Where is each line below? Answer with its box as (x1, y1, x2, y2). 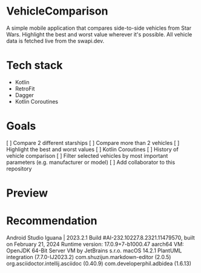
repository (6, 165, 32, 172)
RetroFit (15, 85, 35, 92)
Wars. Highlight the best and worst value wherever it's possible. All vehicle (6, 30, 193, 38)
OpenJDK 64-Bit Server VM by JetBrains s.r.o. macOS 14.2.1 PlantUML (6, 247, 182, 254)
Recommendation (6, 214, 97, 228)
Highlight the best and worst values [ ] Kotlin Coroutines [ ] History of (6, 146, 179, 153)
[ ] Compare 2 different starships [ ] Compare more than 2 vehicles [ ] (6, 139, 180, 146)
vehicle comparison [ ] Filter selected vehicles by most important (6, 152, 168, 159)
